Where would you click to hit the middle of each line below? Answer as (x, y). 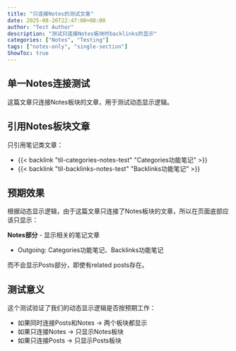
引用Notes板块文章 (49, 127)
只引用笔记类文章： (35, 145)
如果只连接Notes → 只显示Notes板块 (70, 332)
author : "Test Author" (41, 27)
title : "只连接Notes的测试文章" (51, 14)
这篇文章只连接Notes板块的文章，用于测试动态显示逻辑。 (90, 102)
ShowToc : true (28, 54)
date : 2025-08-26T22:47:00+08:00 (57, 20)
